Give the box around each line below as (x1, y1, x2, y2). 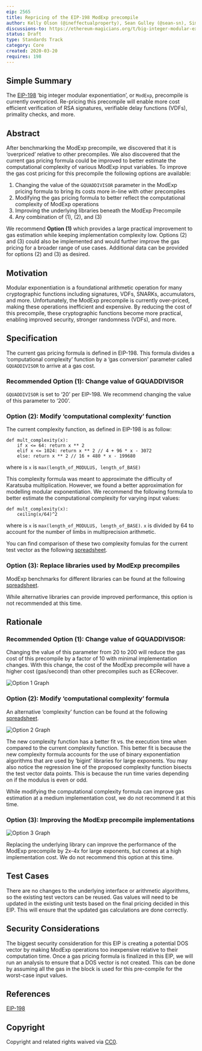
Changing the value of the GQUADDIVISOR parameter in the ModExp (14, 182, 177, 189)
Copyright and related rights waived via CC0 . (6, 1038, 118, 1046)
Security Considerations (6, 924, 100, 934)
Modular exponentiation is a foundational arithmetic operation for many (6, 284, 182, 292)
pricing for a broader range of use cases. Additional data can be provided (6, 244, 189, 251)
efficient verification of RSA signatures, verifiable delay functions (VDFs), (6, 105, 188, 112)
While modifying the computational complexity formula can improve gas (6, 788, 185, 795)
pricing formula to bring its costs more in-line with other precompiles (14, 188, 186, 195)
